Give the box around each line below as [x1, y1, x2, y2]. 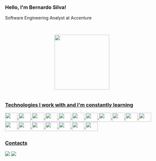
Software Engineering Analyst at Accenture [5, 15, 92, 21]
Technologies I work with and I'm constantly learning [5, 101, 134, 108]
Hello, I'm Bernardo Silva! [5, 4, 67, 11]
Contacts [5, 140, 28, 146]
